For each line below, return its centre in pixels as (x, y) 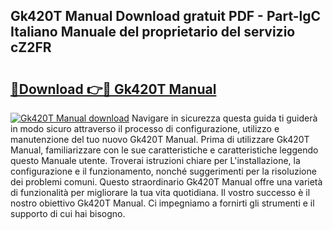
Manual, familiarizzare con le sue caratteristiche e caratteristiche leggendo (164, 150)
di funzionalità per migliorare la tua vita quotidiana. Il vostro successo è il (160, 192)
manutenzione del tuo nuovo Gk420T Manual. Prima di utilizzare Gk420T (160, 139)
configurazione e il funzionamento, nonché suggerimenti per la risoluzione (163, 171)
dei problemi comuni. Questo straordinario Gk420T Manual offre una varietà (166, 182)
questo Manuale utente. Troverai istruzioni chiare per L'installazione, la (155, 160)
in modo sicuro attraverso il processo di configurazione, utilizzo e (145, 128)
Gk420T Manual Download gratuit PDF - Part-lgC (166, 16)
